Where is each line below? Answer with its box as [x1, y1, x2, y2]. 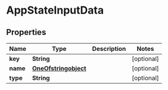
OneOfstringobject [32, 65, 86, 72]
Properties [6, 27, 46, 37]
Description [92, 45, 126, 53]
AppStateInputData [6, 4, 104, 17]
